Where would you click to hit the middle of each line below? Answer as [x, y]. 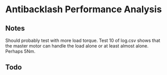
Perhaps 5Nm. [20, 51]
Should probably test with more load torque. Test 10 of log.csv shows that [83, 40]
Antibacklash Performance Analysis [83, 9]
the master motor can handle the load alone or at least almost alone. [77, 46]
